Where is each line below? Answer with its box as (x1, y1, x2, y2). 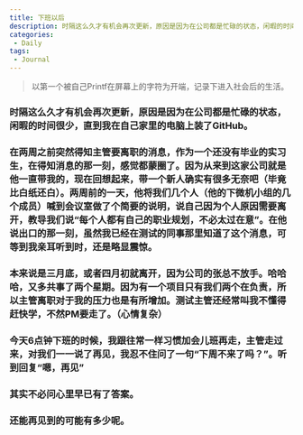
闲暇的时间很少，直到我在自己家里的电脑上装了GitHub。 (9, 119, 253, 132)
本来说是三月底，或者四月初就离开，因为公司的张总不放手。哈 (9, 267, 278, 280)
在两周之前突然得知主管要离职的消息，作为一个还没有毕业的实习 (9, 145, 287, 158)
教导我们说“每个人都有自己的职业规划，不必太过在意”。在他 (27, 213, 287, 226)
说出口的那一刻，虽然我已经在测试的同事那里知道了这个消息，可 (9, 227, 287, 239)
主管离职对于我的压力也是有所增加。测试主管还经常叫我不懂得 (18, 294, 287, 307)
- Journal (13, 55, 50, 64)
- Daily (13, 38, 42, 48)
